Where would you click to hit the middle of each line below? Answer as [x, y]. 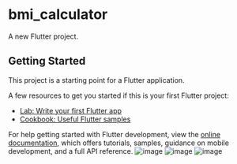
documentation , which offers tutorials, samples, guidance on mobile [118, 143]
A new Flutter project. [43, 36]
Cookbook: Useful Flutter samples [75, 119]
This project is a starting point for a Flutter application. [96, 80]
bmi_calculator [58, 15]
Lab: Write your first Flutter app [71, 110]
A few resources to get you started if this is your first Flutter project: [118, 95]
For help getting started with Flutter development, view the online [115, 134]
